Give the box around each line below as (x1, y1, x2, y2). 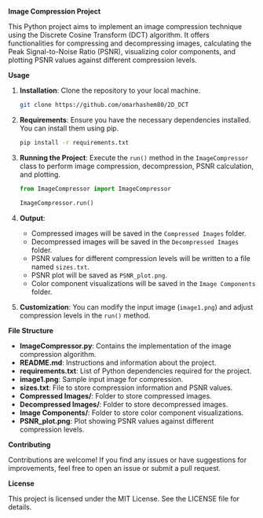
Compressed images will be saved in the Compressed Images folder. (31, 228, 247, 238)
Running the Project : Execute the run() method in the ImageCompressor (19, 152, 249, 162)
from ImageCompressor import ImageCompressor (19, 185, 171, 193)
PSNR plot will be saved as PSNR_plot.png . (31, 270, 167, 280)
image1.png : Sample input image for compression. (19, 374, 184, 384)
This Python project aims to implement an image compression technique (8, 22, 243, 31)
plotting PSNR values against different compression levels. (8, 55, 198, 64)
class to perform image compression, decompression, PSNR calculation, (19, 161, 254, 171)
